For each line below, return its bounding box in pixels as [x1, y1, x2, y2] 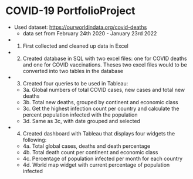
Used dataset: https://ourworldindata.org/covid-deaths [13, 24, 147, 31]
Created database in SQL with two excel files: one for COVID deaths [22, 55, 187, 62]
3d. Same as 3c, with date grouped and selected [22, 117, 140, 124]
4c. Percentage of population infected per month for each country [22, 155, 183, 162]
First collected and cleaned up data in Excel [22, 42, 128, 49]
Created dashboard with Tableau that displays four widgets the [22, 130, 175, 137]
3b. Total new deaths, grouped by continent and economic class [22, 98, 178, 105]
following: [22, 136, 47, 143]
